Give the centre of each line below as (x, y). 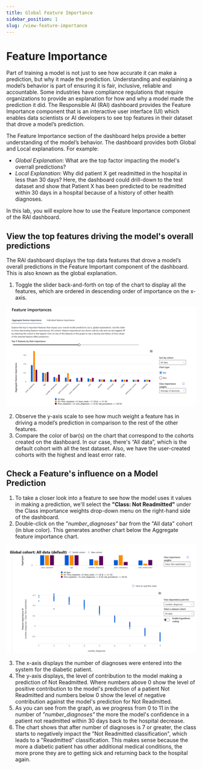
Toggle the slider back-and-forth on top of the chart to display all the (100, 285)
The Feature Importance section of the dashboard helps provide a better (96, 136)
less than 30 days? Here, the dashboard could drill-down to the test (99, 180)
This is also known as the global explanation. (62, 273)
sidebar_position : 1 (32, 19)
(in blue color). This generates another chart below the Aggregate (97, 530)
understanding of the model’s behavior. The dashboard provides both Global (101, 143)
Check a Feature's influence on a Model (82, 474)
